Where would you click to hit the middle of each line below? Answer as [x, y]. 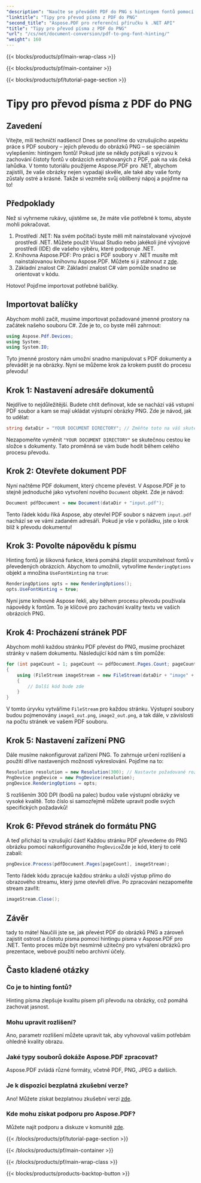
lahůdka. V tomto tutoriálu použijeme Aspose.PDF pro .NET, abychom [92, 166]
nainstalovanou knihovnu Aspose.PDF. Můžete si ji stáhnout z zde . [97, 261]
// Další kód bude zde [56, 686]
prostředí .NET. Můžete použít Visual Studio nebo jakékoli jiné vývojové [102, 242]
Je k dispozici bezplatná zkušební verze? [67, 1086]
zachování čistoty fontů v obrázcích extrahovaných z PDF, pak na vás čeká [99, 159]
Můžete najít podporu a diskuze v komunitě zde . [65, 1127]
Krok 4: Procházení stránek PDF [67, 632]
